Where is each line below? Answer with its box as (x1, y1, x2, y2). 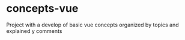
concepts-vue (6, 2, 79, 15)
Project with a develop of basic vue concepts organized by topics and (6, 21, 179, 28)
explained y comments (6, 27, 62, 34)
